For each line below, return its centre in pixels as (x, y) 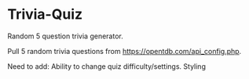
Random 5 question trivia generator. (65, 36)
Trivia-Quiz (45, 14)
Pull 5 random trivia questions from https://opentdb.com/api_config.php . (124, 51)
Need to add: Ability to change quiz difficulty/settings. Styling (106, 66)
